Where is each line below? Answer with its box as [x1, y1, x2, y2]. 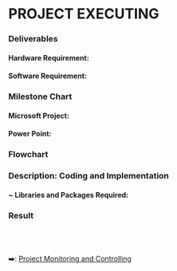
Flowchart [8, 149, 49, 160]
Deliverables [8, 33, 58, 45]
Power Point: [8, 129, 52, 139]
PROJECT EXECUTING [8, 5, 159, 23]
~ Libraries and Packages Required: [8, 190, 129, 199]
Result [8, 210, 34, 221]
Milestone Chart [8, 91, 73, 102]
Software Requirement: [8, 71, 88, 81]
